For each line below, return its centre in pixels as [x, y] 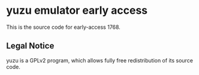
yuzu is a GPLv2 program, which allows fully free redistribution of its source [100, 60]
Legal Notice [30, 46]
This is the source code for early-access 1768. [64, 27]
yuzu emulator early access [77, 10]
